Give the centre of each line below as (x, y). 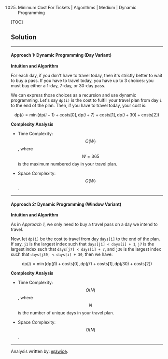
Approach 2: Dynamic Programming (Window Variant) (66, 204)
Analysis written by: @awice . (40, 351)
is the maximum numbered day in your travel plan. (68, 164)
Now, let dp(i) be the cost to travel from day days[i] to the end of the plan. (85, 239)
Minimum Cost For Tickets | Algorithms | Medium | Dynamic (77, 8)
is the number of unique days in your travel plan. (66, 313)
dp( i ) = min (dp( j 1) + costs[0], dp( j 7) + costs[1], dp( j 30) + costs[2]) (87, 264)
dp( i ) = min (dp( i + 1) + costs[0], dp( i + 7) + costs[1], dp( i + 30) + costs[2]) (87, 115)
